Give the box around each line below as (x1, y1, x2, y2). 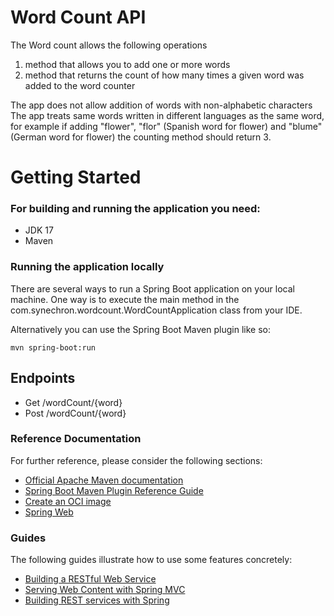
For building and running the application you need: (10, 202, 261, 216)
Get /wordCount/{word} (24, 396, 123, 408)
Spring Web (24, 506, 74, 518)
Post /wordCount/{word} (24, 407, 127, 419)
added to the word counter (24, 79, 136, 91)
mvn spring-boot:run (10, 342, 97, 353)
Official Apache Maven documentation (24, 474, 184, 486)
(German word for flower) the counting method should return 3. (10, 131, 272, 143)
